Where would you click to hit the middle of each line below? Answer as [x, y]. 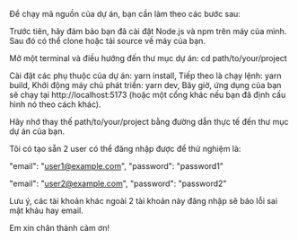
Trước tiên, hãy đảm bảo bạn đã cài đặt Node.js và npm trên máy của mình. [148, 31]
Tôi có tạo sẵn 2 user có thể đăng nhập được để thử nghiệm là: [125, 149]
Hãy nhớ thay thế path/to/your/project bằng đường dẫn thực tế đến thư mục [149, 122]
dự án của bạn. [37, 131]
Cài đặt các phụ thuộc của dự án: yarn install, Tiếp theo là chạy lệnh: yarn [145, 76]
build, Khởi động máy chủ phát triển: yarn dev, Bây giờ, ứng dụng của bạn [145, 85]
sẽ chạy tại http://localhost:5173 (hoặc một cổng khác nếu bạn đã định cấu [148, 95]
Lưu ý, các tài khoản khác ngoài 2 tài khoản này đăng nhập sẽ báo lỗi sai [144, 201]
